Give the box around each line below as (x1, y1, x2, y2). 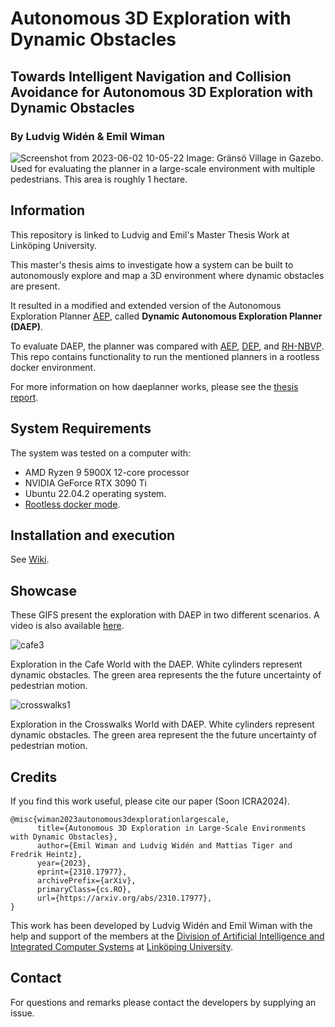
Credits (10, 768, 58, 786)
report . (10, 391, 39, 403)
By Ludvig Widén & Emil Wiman (10, 129, 165, 143)
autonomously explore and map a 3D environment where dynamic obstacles (10, 269, 325, 281)
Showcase (10, 582, 78, 599)
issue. (10, 1007, 35, 1019)
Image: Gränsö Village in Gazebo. (186, 152, 324, 164)
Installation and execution (10, 527, 176, 544)
